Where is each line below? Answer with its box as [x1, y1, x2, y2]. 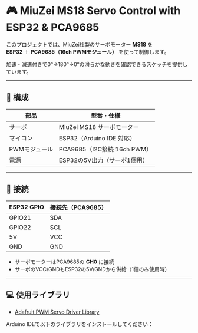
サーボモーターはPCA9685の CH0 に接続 [14, 258, 114, 265]
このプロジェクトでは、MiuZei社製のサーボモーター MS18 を [6, 41, 153, 48]
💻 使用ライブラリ [6, 289, 71, 300]
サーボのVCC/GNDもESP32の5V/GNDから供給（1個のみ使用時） [14, 265, 170, 272]
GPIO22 [9, 223, 31, 231]
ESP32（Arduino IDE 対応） [58, 134, 136, 142]
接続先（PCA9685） [49, 203, 107, 212]
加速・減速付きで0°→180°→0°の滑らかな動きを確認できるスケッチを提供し [6, 61, 188, 68]
